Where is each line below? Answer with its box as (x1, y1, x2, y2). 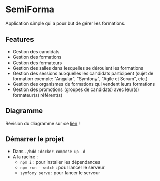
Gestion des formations (12, 54, 62, 60)
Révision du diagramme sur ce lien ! (5, 120, 80, 126)
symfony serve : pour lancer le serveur (20, 170, 100, 176)
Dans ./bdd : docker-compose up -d (12, 148, 86, 155)
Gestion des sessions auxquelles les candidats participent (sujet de (12, 70, 154, 76)
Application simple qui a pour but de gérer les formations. (5, 20, 126, 26)
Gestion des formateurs (12, 59, 62, 66)
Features (5, 35, 34, 44)
